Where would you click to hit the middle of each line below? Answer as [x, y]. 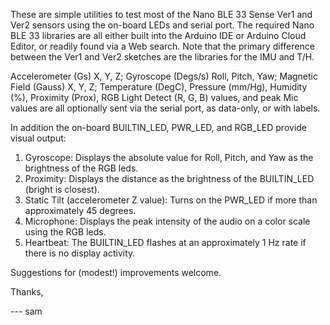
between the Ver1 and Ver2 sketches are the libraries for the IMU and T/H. [162, 57]
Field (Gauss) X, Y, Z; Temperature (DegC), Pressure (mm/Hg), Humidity [159, 87]
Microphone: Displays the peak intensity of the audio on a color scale [167, 221]
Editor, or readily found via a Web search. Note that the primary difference [162, 46]
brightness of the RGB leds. [81, 168]
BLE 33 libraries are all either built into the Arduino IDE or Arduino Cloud [158, 35]
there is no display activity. [80, 253]
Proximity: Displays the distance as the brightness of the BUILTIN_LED [169, 178]
